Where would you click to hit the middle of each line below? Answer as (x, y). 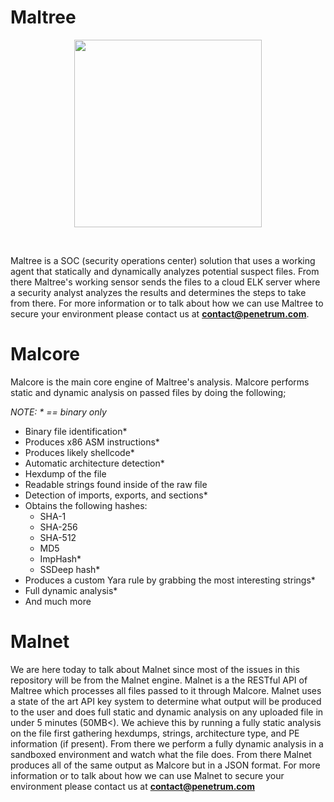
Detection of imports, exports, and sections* (116, 495)
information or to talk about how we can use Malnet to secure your (147, 775)
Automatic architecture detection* (94, 463)
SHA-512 (58, 537)
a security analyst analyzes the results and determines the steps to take (158, 292)
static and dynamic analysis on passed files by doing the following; (148, 392)
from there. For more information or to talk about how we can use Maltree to (167, 303)
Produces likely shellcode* (79, 452)
